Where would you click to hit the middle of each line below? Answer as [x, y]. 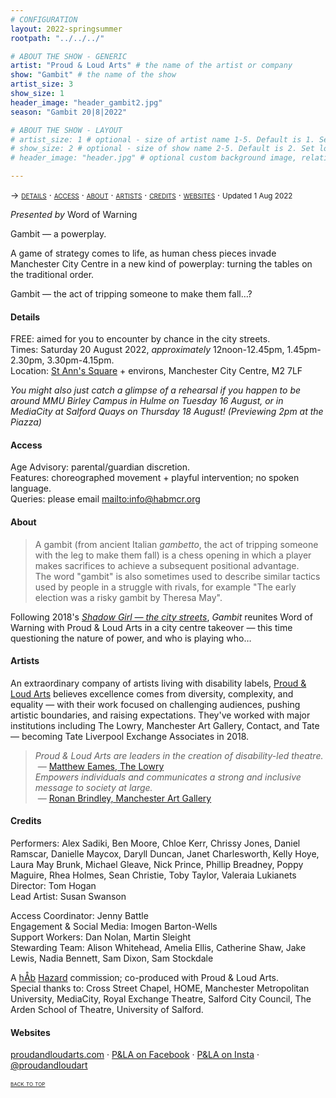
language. [31, 488]
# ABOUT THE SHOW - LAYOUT [66, 130]
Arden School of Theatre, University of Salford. [107, 1010]
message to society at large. [93, 787]
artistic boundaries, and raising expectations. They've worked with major [160, 715]
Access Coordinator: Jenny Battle [79, 916]
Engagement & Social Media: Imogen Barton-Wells [114, 927]
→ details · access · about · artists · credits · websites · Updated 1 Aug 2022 [151, 195]
